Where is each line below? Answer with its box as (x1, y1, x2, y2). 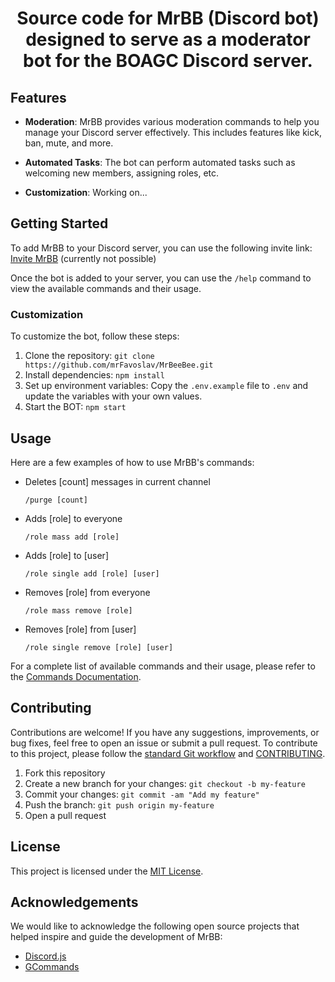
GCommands (24, 961, 80, 973)
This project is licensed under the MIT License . (10, 865, 204, 877)
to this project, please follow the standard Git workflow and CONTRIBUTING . (10, 747, 326, 759)
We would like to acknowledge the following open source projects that (10, 920, 300, 932)
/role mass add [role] (24, 532, 120, 542)
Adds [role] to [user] (24, 549, 109, 561)
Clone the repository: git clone (24, 350, 155, 362)
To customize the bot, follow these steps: (10, 330, 180, 342)
